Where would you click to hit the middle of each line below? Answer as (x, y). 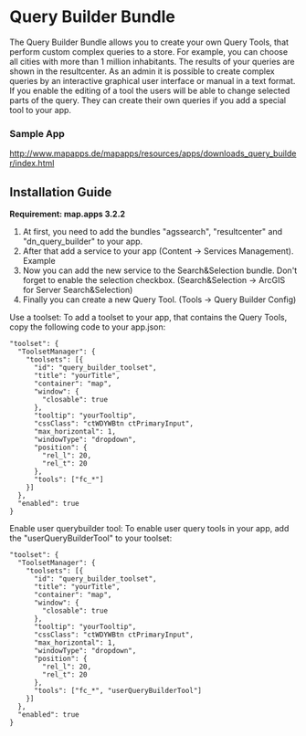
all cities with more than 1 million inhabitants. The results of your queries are (152, 61)
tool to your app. (40, 110)
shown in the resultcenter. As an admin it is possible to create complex (142, 71)
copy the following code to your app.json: (88, 327)
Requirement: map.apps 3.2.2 (68, 214)
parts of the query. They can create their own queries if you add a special (148, 100)
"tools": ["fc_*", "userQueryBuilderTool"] (118, 691)
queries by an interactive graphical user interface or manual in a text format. (153, 80)
